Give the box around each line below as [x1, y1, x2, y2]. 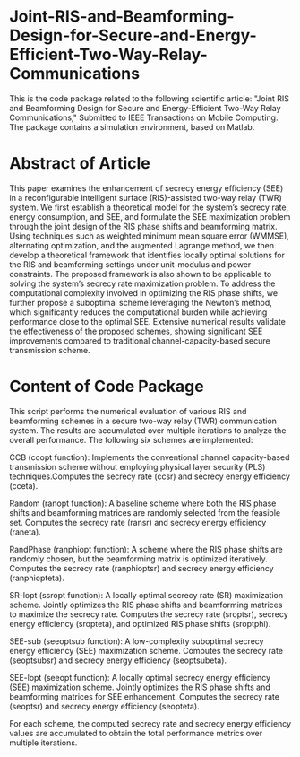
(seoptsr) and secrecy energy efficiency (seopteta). [9, 700, 200, 711]
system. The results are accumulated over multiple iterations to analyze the [9, 424, 287, 436]
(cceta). [9, 480, 39, 491]
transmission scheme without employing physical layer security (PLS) [9, 461, 266, 472]
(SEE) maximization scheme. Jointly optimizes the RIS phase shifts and [9, 682, 270, 692]
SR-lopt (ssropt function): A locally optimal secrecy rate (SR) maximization [9, 589, 284, 600]
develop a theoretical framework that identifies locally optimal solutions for [9, 249, 285, 260]
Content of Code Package [9, 377, 204, 396]
